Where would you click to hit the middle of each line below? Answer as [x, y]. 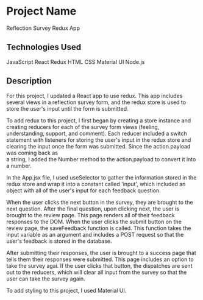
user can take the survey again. [46, 279]
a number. [19, 166]
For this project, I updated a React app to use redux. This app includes [94, 96]
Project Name [41, 11]
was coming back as [32, 153]
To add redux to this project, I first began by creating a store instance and [99, 120]
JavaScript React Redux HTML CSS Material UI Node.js [76, 61]
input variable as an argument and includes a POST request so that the [95, 234]
